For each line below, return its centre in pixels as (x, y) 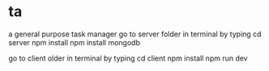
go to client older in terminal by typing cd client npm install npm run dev (128, 58)
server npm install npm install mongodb (74, 42)
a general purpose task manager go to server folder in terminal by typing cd (135, 34)
